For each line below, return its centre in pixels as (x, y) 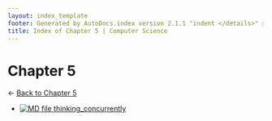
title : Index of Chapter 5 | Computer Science (88, 31)
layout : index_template (48, 16)
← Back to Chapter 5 (42, 93)
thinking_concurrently (90, 109)
